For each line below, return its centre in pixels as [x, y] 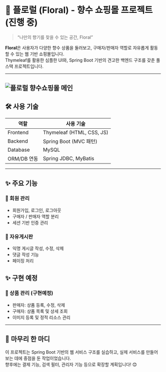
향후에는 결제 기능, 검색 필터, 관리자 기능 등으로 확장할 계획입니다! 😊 [71, 364]
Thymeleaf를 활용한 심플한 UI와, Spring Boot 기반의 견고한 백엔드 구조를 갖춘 [80, 60]
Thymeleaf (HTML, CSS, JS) [76, 133]
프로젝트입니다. [29, 66]
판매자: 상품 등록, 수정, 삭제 [39, 305]
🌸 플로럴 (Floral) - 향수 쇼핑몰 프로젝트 [79, 10]
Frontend [18, 133]
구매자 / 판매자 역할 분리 [36, 216]
